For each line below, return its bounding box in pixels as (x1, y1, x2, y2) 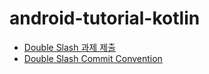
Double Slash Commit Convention (23, 52, 163, 64)
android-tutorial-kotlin (9, 7, 201, 30)
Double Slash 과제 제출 (23, 41, 116, 53)
